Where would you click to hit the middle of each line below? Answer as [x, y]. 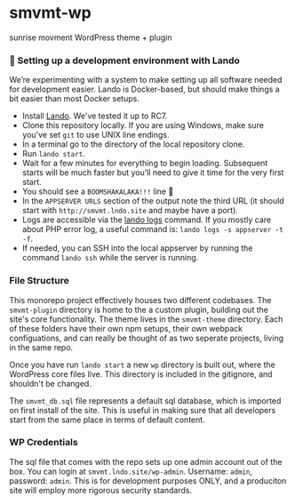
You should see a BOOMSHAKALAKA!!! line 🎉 [98, 192]
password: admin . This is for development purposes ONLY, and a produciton [148, 480]
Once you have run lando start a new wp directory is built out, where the [142, 364]
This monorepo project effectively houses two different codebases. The [141, 300]
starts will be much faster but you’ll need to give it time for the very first [153, 172]
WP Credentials [44, 443]
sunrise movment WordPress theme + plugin [91, 37]
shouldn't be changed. [50, 383]
